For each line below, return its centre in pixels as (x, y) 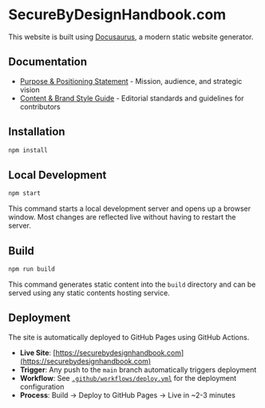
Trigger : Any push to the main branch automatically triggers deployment (138, 370)
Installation (37, 132)
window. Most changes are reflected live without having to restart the (122, 217)
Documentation (48, 62)
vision (30, 89)
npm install (28, 150)
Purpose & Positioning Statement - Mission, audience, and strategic (131, 81)
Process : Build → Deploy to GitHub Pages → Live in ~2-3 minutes (127, 395)
